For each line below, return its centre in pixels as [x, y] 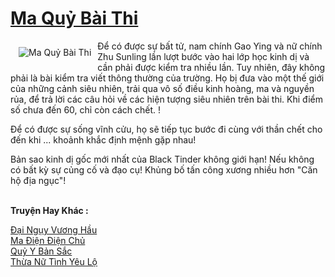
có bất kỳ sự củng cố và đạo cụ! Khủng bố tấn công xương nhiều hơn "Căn [164, 169]
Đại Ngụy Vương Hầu [54, 229]
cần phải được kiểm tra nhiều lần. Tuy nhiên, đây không [211, 67]
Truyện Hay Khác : [49, 210]
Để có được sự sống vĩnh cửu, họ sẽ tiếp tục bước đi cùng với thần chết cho [166, 129]
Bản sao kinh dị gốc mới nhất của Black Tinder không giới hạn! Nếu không [162, 159]
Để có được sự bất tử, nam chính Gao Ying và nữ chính [210, 46]
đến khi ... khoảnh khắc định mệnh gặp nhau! [103, 139]
